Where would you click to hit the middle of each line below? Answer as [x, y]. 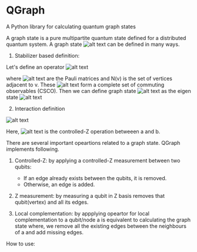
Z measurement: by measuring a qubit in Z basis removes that [89, 195]
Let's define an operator [35, 67]
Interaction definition [40, 108]
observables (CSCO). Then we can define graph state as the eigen [98, 91]
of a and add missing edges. [49, 232]
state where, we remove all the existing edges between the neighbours [101, 226]
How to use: [21, 243]
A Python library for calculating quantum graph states [71, 26]
